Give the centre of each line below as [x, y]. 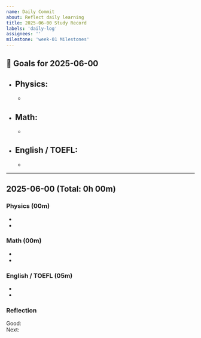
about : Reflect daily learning [45, 17]
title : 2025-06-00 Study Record [46, 23]
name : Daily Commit [31, 12]
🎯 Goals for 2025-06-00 [52, 64]
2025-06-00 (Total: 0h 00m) [61, 189]
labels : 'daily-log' [32, 28]
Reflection [22, 311]
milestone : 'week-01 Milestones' [48, 39]
